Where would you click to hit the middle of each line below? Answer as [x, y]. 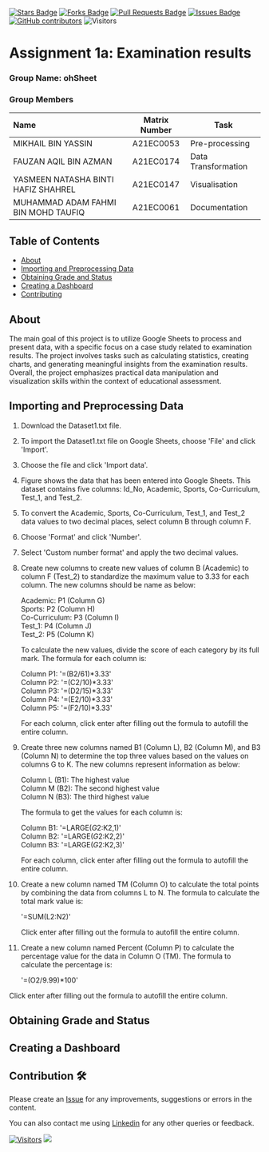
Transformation [219, 166]
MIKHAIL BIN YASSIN [53, 144]
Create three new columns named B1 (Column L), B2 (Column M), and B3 [140, 747]
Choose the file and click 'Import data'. [84, 464]
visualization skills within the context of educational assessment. [115, 381]
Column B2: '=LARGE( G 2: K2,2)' [73, 836]
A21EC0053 [156, 144]
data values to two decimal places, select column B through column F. [136, 521]
